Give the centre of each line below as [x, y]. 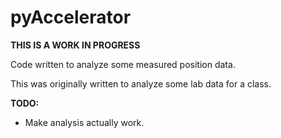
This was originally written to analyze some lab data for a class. [141, 83]
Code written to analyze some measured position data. [123, 64]
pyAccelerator [71, 17]
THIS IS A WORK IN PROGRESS [75, 45]
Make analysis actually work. [84, 122]
